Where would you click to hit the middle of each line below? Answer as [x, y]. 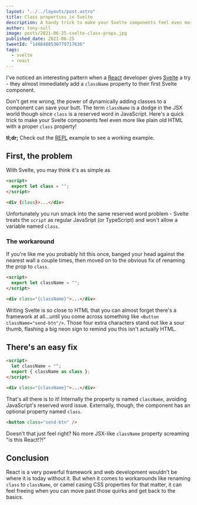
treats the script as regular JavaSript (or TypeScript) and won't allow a [92, 220]
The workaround [30, 241]
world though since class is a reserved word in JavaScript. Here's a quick [95, 114]
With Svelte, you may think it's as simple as [58, 170]
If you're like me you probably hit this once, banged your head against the [95, 254]
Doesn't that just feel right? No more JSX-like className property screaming [98, 433]
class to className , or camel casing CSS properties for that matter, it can [94, 484]
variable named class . [33, 226]
